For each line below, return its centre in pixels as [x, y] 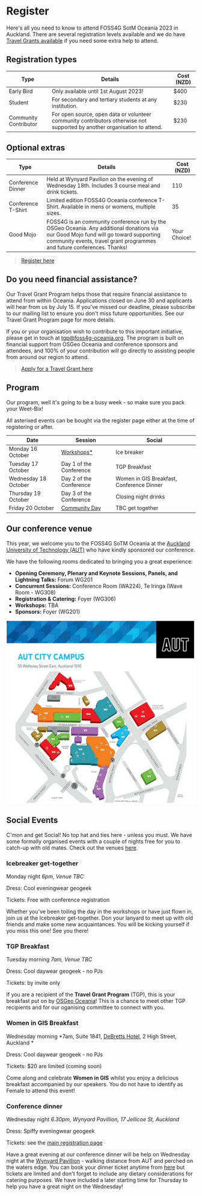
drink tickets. [63, 192]
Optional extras [36, 148]
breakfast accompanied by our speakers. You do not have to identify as [95, 1084]
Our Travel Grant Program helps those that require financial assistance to [97, 294]
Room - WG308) [35, 592]
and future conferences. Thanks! [87, 247]
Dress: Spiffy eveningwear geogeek [50, 1131]
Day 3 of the [76, 494]
